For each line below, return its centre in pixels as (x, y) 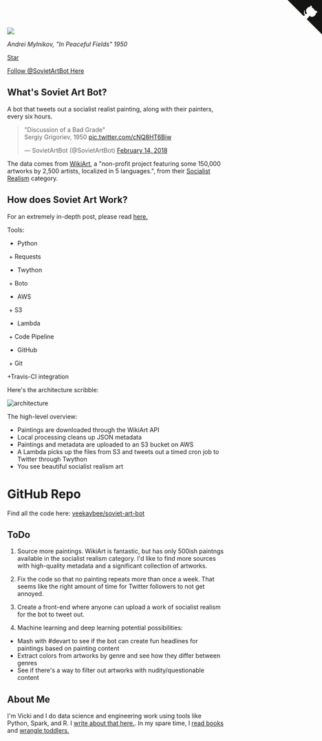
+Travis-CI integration (38, 376)
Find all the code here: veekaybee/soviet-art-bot (76, 513)
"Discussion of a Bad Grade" (64, 129)
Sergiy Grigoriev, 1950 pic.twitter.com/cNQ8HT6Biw (98, 137)
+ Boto (18, 283)
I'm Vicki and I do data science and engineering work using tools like (104, 716)
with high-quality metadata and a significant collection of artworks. (112, 566)
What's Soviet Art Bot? (57, 93)
